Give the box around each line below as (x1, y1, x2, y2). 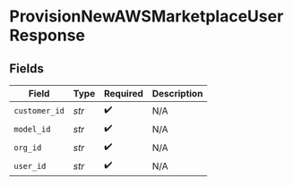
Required (103, 88, 143, 99)
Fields (9, 61, 45, 76)
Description (151, 88, 203, 99)
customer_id (13, 106, 65, 115)
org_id (13, 142, 42, 153)
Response (9, 25, 86, 46)
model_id (13, 123, 51, 134)
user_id (13, 161, 47, 171)
